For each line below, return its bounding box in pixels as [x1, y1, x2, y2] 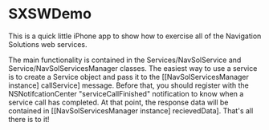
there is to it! [8, 114, 50, 124]
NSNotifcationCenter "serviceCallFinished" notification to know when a [8, 89, 244, 98]
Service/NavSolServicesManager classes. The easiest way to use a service [8, 63, 258, 73]
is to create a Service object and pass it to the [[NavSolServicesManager [8, 72, 249, 81]
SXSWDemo [8, 5, 92, 23]
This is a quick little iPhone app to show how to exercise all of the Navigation [8, 31, 262, 41]
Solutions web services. [8, 39, 88, 49]
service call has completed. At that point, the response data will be [8, 97, 229, 107]
